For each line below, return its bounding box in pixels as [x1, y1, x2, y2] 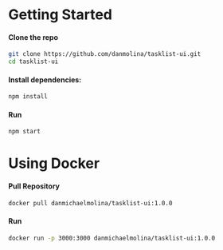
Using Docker [8, 154, 100, 173]
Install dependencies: [8, 74, 82, 85]
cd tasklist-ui [8, 58, 59, 65]
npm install [8, 93, 48, 101]
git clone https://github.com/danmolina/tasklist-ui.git [8, 50, 201, 58]
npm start [8, 128, 41, 136]
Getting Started [8, 6, 113, 24]
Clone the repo [8, 32, 58, 42]
